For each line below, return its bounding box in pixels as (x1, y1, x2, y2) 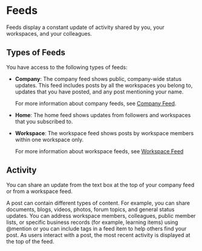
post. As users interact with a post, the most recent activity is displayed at (6, 231, 191, 238)
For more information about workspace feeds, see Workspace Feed (15, 147, 184, 154)
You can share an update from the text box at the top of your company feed (6, 181, 195, 188)
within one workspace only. (15, 136, 84, 143)
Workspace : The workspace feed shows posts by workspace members (15, 129, 194, 136)
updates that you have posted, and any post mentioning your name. (15, 88, 184, 95)
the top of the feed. (6, 238, 54, 245)
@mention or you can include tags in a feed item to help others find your (6, 224, 187, 232)
